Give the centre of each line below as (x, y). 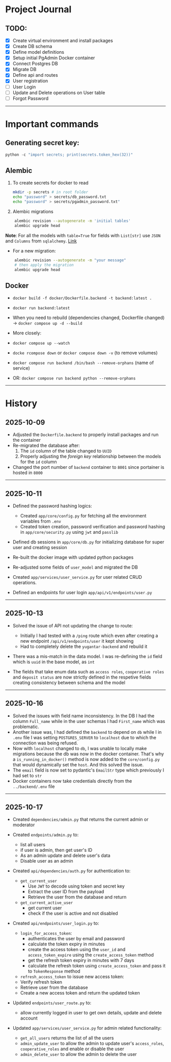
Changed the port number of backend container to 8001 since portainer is (88, 467)
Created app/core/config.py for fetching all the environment (83, 516)
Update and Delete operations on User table (59, 93)
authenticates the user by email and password (76, 939)
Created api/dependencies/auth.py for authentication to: (72, 871)
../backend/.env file (34, 786)
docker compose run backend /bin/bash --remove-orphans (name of (83, 363)
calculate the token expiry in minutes (66, 944)
